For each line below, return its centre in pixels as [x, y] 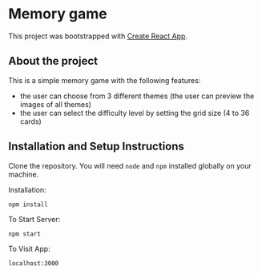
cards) [30, 121]
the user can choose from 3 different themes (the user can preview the [137, 96]
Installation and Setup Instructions [96, 147]
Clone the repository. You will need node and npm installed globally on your [130, 165]
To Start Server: [34, 219]
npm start [25, 234]
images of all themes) [56, 104]
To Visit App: [29, 248]
